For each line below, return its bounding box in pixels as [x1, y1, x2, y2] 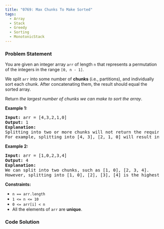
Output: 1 [5, 120, 28, 125]
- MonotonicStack [9, 35, 45, 39]
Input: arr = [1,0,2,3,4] [5, 153, 67, 158]
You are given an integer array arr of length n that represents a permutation [5, 61, 157, 67]
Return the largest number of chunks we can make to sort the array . [5, 96, 143, 102]
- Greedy [9, 25, 27, 30]
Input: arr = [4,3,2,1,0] [5, 115, 67, 120]
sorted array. [5, 86, 31, 93]
